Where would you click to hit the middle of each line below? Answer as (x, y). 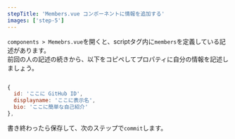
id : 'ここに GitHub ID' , (48, 94)
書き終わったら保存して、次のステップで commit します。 (87, 128)
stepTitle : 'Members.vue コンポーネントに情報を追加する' (86, 14)
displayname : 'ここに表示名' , (55, 101)
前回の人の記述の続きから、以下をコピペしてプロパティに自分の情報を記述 (115, 59)
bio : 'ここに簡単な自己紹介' (51, 107)
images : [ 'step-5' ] (36, 20)
